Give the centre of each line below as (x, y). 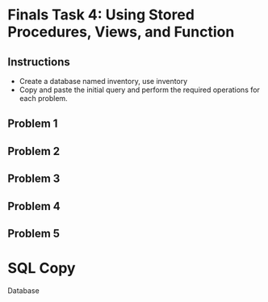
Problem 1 (33, 124)
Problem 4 (34, 206)
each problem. (43, 98)
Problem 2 (34, 151)
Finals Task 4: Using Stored (101, 15)
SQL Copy (42, 268)
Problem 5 (34, 233)
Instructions (39, 62)
